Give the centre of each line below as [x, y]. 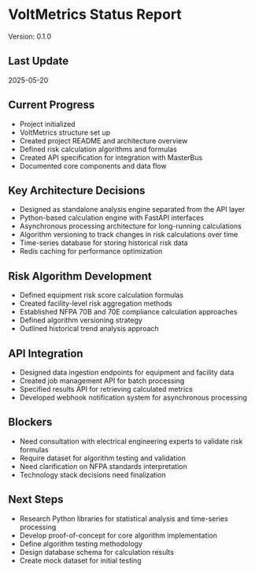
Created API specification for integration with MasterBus [111, 157]
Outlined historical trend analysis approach [89, 329]
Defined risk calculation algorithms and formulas [98, 149]
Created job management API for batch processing [102, 381]
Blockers [30, 422]
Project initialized [48, 124]
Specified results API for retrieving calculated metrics [106, 389]
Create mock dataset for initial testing [80, 560]
